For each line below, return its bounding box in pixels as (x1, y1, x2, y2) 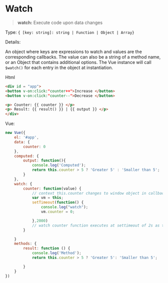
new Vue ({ (5, 130, 26, 135)
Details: (5, 38, 21, 45)
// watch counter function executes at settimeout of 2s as (31, 223, 160, 228)
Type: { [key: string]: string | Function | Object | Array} (5, 29, 135, 35)
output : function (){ (23, 158, 66, 163)
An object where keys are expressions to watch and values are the (5, 48, 142, 54)
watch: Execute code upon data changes (17, 19, 103, 25)
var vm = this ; (31, 195, 64, 200)
